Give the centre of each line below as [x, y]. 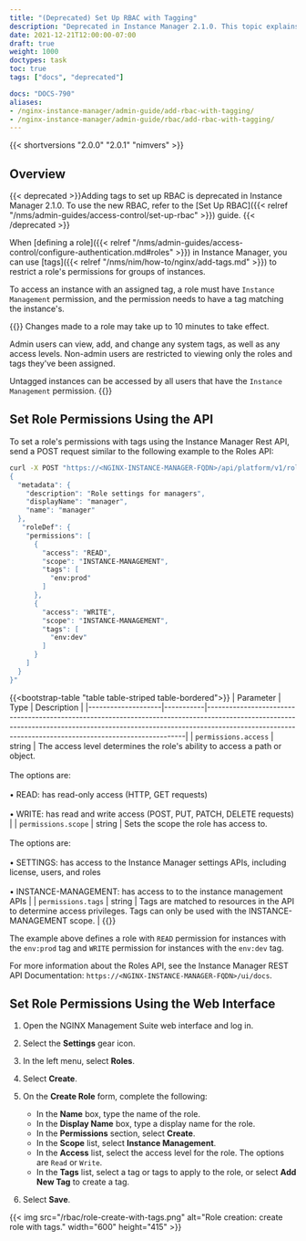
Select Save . [46, 1200]
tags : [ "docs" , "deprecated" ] [67, 78]
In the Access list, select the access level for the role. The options [160, 1153]
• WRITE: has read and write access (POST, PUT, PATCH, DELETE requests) [152, 814]
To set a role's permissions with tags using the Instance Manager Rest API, [149, 441]
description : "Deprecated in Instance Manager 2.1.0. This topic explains [154, 26]
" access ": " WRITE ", [79, 612]
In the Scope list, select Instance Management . [126, 1143]
